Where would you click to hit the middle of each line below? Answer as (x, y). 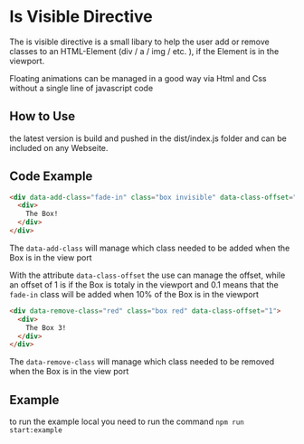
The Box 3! (46, 327)
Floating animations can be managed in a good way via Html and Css (138, 78)
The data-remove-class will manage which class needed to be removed (142, 362)
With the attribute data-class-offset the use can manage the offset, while (147, 275)
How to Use (43, 116)
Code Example (51, 177)
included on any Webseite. (59, 147)
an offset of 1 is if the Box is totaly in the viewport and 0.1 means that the (144, 284)
